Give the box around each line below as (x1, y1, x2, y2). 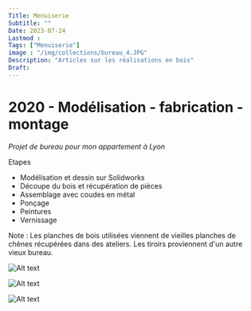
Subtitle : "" (8, 19, 52, 27)
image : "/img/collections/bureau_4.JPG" (8, 49, 148, 57)
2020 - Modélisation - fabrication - (8, 98, 244, 116)
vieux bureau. (8, 247, 53, 257)
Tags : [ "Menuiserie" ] (8, 42, 80, 50)
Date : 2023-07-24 (8, 26, 66, 34)
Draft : (8, 64, 30, 72)
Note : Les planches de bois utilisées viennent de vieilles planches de (8, 230, 237, 240)
